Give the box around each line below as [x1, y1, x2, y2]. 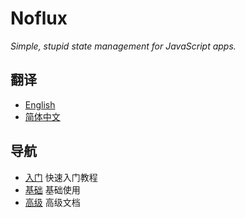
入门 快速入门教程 [24, 171, 98, 183]
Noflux [10, 7, 68, 30]
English [24, 98, 56, 111]
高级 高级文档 [24, 196, 81, 208]
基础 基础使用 [24, 183, 81, 196]
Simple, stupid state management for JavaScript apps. [10, 40, 237, 52]
